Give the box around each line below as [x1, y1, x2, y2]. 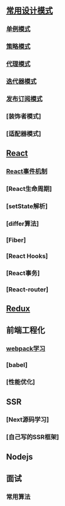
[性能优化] [6, 378, 35, 386]
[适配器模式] [6, 130, 41, 138]
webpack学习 [6, 344, 45, 353]
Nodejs [6, 451, 34, 462]
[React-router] [6, 285, 48, 293]
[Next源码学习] [6, 416, 49, 424]
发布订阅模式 [6, 95, 43, 103]
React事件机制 [6, 167, 48, 175]
